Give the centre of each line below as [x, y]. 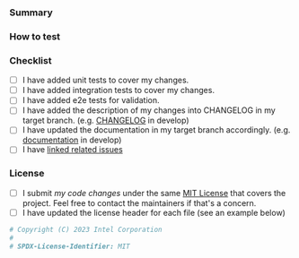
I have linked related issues [72, 150]
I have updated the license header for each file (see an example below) [154, 212]
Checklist [31, 60]
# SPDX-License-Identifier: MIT [70, 246]
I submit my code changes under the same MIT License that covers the [154, 193]
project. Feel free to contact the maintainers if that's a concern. [139, 202]
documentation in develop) [72, 140]
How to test [35, 36]
